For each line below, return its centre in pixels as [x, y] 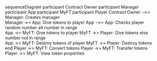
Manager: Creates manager [32, 17]
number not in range [25, 38]
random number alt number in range [41, 28]
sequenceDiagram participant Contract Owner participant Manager [72, 7]
